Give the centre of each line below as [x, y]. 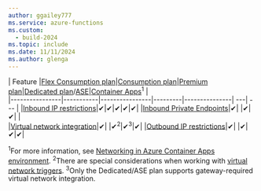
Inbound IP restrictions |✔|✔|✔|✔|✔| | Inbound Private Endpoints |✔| [131, 108]
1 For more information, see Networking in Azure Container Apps [112, 150]
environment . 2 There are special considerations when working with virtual [128, 160]
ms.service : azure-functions [56, 23]
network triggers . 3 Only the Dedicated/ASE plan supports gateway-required [131, 170]
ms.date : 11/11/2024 [42, 52]
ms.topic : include [38, 45]
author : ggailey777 [40, 15]
